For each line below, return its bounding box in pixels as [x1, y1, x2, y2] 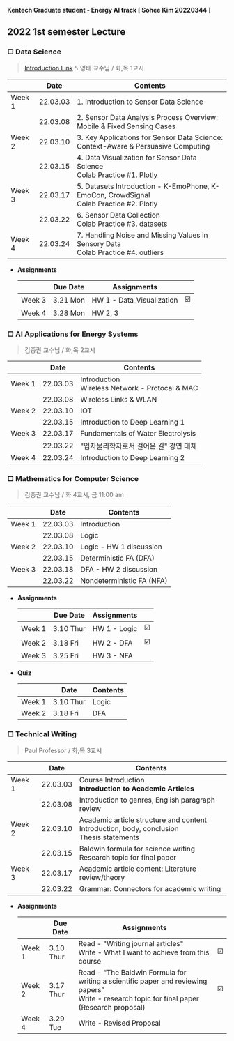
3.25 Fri [52, 651, 79, 661]
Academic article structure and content [79, 815, 208, 825]
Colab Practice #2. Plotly [76, 199, 158, 208]
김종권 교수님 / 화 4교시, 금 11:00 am [24, 491, 124, 499]
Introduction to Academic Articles [79, 784, 195, 793]
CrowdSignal [108, 190, 150, 199]
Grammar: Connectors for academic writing [79, 883, 221, 893]
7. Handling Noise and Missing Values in [76, 230, 208, 240]
